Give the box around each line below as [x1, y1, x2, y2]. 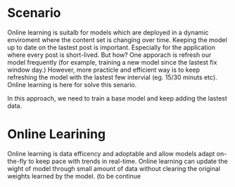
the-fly [7, 157, 27, 165]
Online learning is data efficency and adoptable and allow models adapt [7, 149, 215, 157]
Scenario [7, 5, 61, 21]
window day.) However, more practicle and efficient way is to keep [7, 65, 201, 74]
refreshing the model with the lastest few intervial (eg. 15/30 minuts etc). [7, 72, 217, 82]
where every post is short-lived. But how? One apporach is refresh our [7, 51, 212, 59]
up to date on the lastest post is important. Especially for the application [7, 43, 216, 51]
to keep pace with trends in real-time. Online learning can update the [27, 157, 228, 165]
